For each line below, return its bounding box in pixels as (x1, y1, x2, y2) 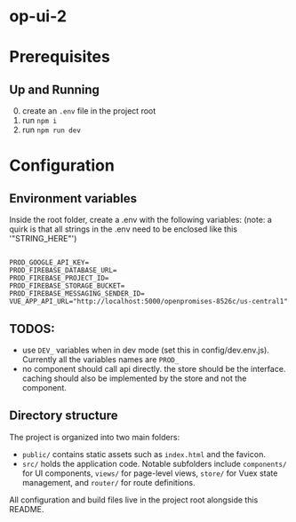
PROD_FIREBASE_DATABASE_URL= (9, 266, 117, 275)
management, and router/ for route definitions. (21, 477, 196, 487)
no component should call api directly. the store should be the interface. (21, 364, 286, 374)
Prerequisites (9, 47, 111, 67)
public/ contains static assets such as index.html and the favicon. (21, 448, 267, 459)
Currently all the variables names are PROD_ (21, 354, 180, 365)
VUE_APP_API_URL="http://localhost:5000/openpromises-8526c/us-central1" (9, 297, 289, 306)
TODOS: (9, 321, 55, 336)
